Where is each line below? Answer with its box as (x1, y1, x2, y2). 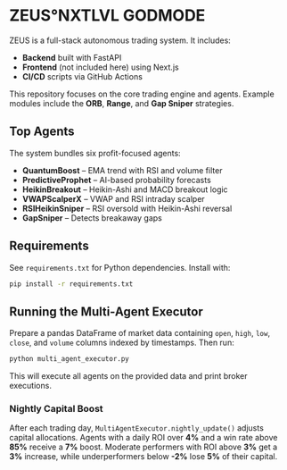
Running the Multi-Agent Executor (9, 304, 203, 319)
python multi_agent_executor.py (9, 355, 129, 364)
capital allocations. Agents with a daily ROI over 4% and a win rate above (9, 432, 278, 443)
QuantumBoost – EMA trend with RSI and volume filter (21, 164, 223, 175)
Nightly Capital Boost (9, 403, 104, 415)
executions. (9, 381, 52, 391)
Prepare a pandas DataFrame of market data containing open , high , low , (9, 328, 270, 339)
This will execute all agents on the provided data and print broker (9, 371, 248, 382)
